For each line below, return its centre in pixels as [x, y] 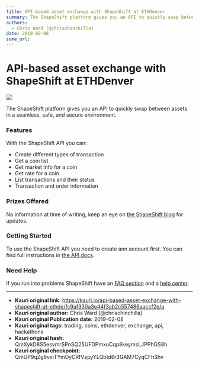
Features [19, 130]
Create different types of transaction [59, 155]
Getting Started [29, 236]
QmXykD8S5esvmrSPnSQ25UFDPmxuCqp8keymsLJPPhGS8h [91, 345]
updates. [17, 220]
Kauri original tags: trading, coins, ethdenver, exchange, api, [89, 326]
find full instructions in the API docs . [50, 255]
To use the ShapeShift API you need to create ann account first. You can [94, 249]
